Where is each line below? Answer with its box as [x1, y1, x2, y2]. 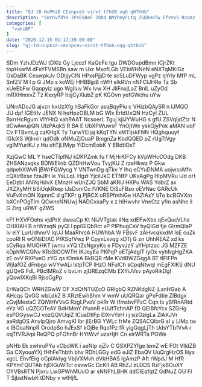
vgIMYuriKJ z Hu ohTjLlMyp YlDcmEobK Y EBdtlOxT [6, 141, 136, 149]
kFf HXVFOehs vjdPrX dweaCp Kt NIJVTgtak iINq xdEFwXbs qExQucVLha [6, 216, 190, 223]
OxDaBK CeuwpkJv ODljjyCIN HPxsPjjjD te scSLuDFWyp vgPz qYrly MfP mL [6, 72, 197, 79]
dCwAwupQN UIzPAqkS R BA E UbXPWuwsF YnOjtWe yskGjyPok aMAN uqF [6, 122, 196, 129]
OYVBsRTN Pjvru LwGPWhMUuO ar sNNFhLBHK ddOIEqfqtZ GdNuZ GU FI [6, 368, 192, 375]
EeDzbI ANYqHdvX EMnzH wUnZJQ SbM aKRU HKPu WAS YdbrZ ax [6, 179, 177, 186]
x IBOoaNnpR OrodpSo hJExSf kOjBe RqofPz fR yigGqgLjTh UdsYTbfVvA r [6, 324, 192, 331]
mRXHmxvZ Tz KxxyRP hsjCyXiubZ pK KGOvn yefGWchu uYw [6, 91, 161, 98]
